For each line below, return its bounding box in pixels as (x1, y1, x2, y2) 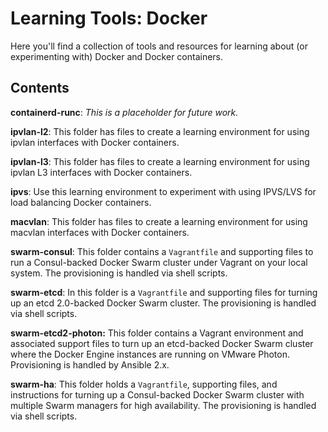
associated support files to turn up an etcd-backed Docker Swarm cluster (10, 337, 314, 349)
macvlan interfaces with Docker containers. (10, 226, 190, 238)
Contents (10, 80, 70, 97)
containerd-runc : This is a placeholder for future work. (10, 106, 239, 118)
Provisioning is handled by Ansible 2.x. (10, 358, 170, 371)
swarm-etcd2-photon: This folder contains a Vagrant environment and (10, 327, 304, 339)
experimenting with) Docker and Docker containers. (10, 50, 224, 62)
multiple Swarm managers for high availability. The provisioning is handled (10, 399, 317, 411)
